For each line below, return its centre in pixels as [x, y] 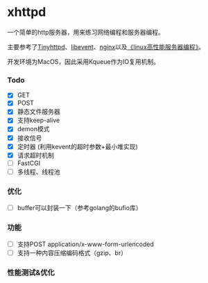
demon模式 [33, 129]
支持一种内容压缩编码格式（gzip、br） [72, 252]
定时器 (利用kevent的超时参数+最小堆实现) [78, 146]
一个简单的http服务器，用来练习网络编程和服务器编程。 [86, 32]
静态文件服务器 [38, 112]
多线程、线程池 [38, 171]
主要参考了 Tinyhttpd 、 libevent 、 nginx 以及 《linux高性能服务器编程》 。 [106, 46]
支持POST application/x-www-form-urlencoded [86, 244]
